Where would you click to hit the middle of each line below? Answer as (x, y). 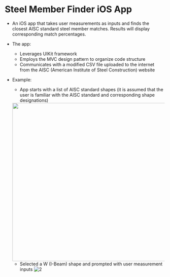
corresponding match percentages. (49, 34)
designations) (34, 100)
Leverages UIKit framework (48, 54)
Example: (22, 80)
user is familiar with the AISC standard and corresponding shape (87, 95)
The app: (22, 44)
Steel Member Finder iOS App (69, 9)
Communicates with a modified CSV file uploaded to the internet (87, 64)
